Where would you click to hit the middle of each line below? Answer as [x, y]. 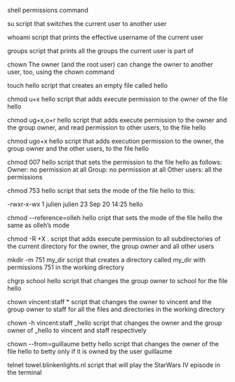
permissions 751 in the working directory [66, 267]
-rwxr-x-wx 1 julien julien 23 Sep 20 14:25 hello [75, 204]
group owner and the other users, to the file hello [78, 149]
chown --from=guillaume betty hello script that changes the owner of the [113, 344]
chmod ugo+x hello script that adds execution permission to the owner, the [116, 141]
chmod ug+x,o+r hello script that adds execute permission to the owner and [117, 120]
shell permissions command [48, 10]
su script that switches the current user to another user [87, 23]
